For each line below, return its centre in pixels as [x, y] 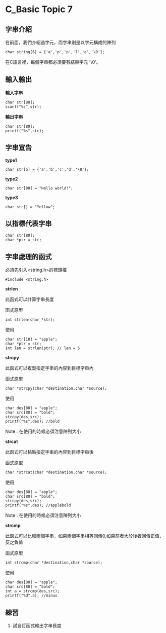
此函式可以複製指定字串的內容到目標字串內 [49, 368]
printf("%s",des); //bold [32, 422]
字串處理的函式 [29, 257]
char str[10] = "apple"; [31, 340]
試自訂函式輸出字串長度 [37, 626]
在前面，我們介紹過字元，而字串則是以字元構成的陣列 [61, 42]
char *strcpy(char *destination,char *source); [56, 389]
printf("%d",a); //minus [31, 596]
